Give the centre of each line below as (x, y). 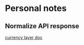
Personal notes (36, 8)
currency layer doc (24, 37)
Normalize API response (42, 26)
